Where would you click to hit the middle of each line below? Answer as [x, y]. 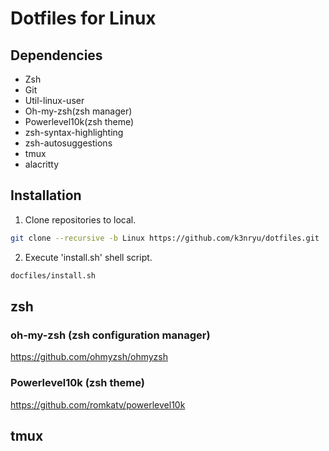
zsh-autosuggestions [68, 143]
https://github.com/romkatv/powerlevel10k [98, 404]
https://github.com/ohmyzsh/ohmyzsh [89, 357]
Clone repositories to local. [80, 219]
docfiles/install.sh [53, 275]
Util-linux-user [54, 100]
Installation [46, 195]
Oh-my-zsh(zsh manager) [78, 111]
